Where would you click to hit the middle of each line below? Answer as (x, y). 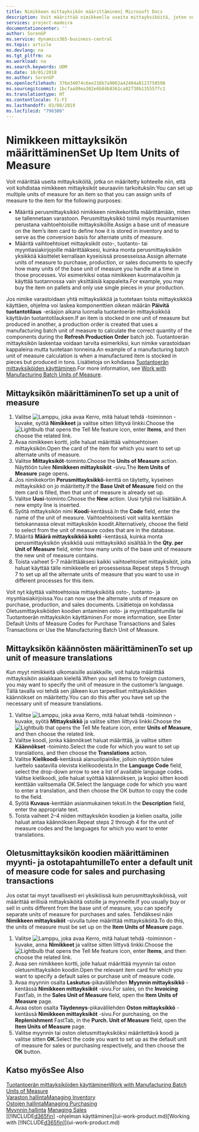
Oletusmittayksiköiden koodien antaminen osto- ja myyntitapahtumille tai (95, 611)
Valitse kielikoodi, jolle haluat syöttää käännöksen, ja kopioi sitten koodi (101, 778)
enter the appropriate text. (47, 809)
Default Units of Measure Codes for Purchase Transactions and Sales (91, 623)
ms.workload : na (26, 61)
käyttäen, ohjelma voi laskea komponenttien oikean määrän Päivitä (88, 305)
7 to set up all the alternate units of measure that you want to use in (97, 574)
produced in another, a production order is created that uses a (82, 324)
